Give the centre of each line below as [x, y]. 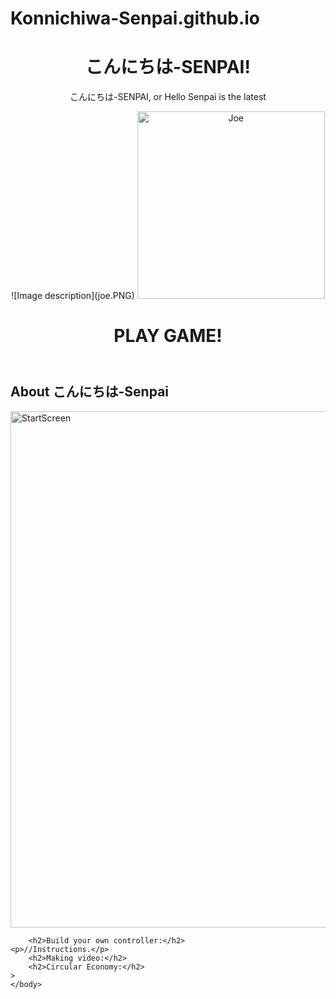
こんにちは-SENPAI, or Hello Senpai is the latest [168, 97]
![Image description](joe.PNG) [73, 296]
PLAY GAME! [168, 336]
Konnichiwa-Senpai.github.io [135, 18]
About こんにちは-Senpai [90, 392]
